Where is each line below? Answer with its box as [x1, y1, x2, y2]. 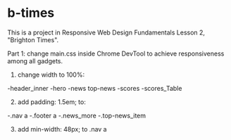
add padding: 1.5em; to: [17, 97, 86, 106]
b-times [7, 5, 55, 21]
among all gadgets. [7, 56, 63, 65]
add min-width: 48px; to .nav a [17, 125, 107, 133]
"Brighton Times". [7, 35, 59, 44]
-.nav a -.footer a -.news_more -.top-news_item [7, 111, 146, 120]
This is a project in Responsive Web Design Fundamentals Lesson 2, [7, 28, 206, 37]
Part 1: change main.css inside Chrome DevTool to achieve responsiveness [7, 49, 225, 58]
